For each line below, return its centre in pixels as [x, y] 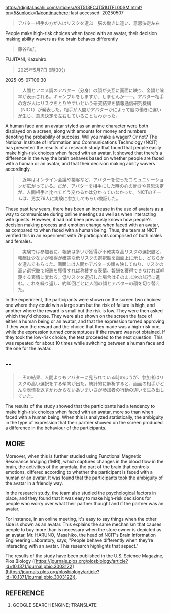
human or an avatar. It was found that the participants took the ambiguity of [84, 478]
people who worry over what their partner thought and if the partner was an [84, 503]
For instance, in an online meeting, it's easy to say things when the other [81, 519]
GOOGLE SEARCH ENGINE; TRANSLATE [55, 605]
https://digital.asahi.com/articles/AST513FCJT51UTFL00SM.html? [74, 7]
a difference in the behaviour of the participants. [56, 428]
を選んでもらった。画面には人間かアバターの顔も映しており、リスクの [91, 264]
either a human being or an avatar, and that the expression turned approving [85, 321]
